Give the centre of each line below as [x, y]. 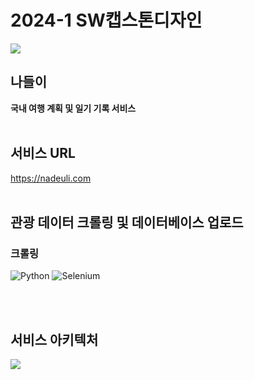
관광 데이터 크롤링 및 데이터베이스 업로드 [127, 222]
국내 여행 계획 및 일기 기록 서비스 [73, 108]
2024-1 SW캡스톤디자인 [106, 20]
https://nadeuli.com [51, 178]
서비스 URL [43, 153]
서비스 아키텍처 [54, 339]
